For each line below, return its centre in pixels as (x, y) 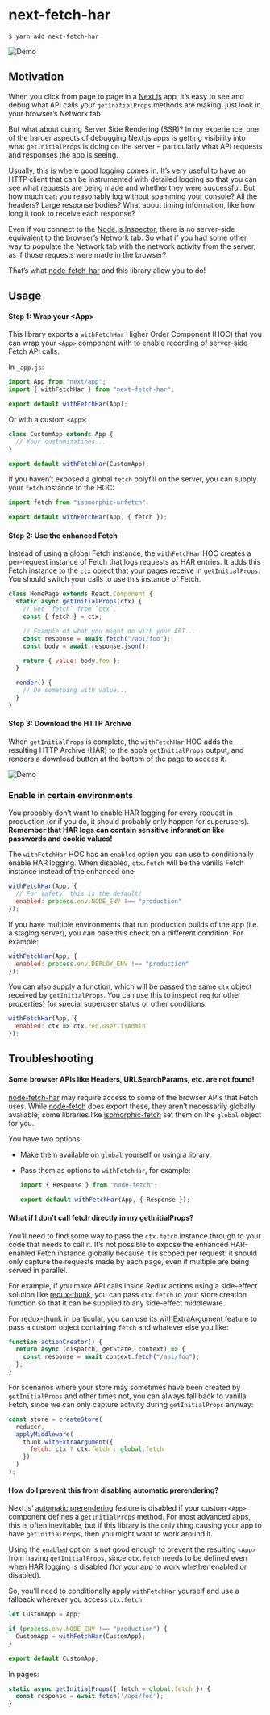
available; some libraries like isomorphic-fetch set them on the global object (135, 1114)
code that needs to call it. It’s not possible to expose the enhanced (118, 1244)
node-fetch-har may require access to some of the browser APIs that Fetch (133, 1097)
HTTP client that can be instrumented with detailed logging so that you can (133, 179)
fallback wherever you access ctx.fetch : (77, 1599)
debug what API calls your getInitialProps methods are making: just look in (135, 105)
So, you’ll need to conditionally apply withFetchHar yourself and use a (124, 1591)
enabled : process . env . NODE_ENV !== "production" (99, 902)
